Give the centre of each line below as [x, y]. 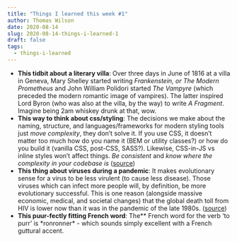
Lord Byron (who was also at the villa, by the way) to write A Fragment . [121, 103]
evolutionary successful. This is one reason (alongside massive [110, 193]
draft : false [27, 40]
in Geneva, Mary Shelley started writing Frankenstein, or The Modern [118, 80]
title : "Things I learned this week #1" [68, 14]
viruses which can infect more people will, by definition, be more [112, 186]
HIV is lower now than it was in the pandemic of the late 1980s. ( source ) [122, 208]
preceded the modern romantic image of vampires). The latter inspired [120, 95]
